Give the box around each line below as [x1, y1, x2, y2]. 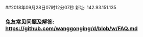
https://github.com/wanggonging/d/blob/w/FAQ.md [5, 25, 138, 32]
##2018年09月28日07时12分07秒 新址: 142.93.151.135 [5, 5, 116, 10]
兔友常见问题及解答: [5, 18, 55, 25]
